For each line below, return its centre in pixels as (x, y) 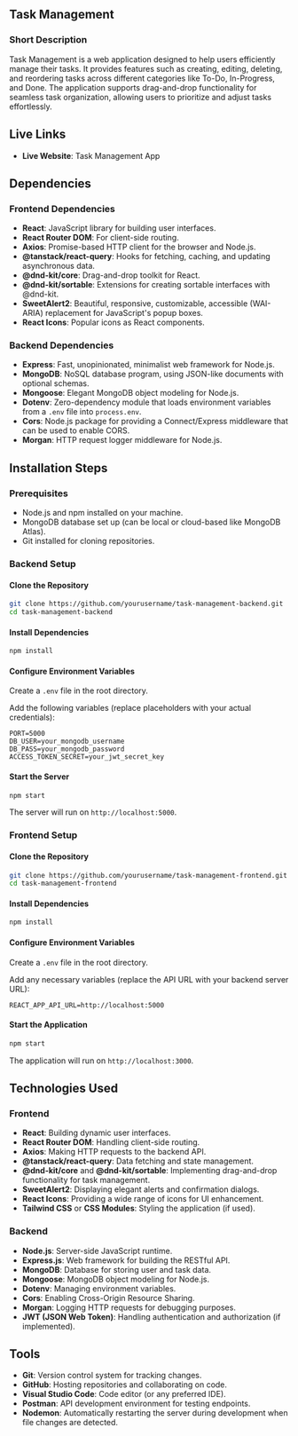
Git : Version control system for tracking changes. (112, 1376)
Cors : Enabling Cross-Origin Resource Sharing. (108, 1298)
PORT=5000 (27, 734)
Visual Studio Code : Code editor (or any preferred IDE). (124, 1394)
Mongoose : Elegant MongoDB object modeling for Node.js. (130, 393)
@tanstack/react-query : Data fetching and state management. (138, 1161)
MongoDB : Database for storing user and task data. (116, 1269)
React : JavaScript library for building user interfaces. (119, 228)
